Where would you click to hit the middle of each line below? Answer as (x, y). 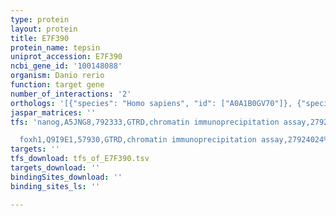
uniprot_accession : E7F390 (66, 57)
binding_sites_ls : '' (55, 186)
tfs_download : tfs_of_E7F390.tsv (80, 159)
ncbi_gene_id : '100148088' (66, 66)
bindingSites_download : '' (66, 177)
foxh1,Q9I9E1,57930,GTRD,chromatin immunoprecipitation (138, 140)
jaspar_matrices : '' (53, 112)
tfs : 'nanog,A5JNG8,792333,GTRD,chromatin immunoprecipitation (145, 122)
